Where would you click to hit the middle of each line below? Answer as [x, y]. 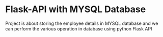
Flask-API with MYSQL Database [76, 9]
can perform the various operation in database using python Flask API [79, 28]
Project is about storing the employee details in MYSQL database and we [82, 23]
